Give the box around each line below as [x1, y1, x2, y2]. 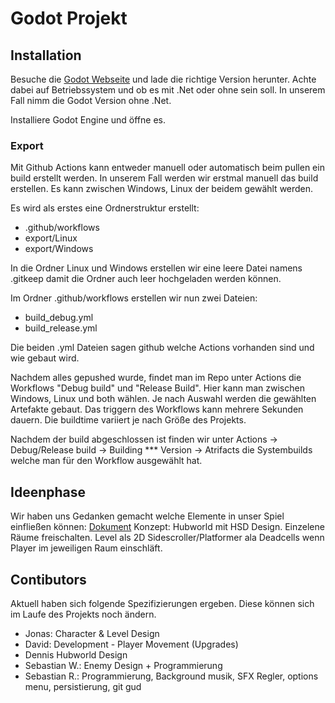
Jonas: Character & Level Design [24, 627, 160, 639]
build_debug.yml [24, 312, 94, 324]
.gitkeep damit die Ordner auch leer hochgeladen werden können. [10, 273, 282, 285]
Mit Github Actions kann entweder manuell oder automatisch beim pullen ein [10, 162, 325, 174]
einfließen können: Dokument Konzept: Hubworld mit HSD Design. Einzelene [10, 521, 325, 533]
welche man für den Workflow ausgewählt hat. [10, 455, 203, 467]
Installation [10, 47, 82, 64]
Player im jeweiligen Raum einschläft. [10, 542, 163, 554]
